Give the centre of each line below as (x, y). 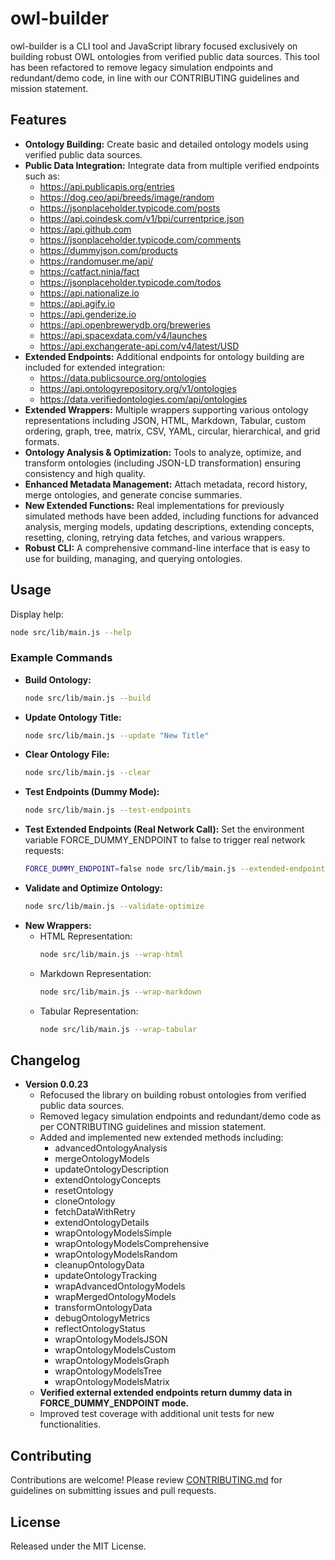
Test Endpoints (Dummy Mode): (92, 792)
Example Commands (61, 658)
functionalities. (70, 1424)
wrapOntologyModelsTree (108, 1371)
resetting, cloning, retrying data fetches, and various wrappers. (155, 537)
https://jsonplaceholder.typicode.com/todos (130, 282)
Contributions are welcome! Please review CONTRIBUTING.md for (146, 1480)
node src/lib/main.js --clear (88, 773)
